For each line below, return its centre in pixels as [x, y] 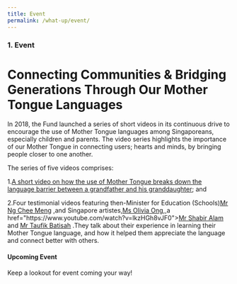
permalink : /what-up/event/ [49, 21]
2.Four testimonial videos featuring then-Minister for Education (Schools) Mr [118, 203]
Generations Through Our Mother [108, 90]
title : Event [27, 14]
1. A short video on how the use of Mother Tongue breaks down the [105, 182]
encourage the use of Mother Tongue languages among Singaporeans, [111, 132]
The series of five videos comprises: [60, 168]
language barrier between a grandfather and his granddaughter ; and [107, 189]
